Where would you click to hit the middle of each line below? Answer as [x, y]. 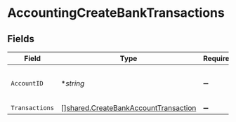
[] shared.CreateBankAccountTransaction [129, 108]
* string [73, 83]
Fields [21, 39]
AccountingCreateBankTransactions [116, 13]
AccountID [27, 83]
